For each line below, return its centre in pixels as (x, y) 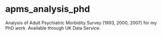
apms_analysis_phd (48, 9)
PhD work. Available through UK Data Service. (53, 28)
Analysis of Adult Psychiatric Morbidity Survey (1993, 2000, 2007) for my (81, 23)
